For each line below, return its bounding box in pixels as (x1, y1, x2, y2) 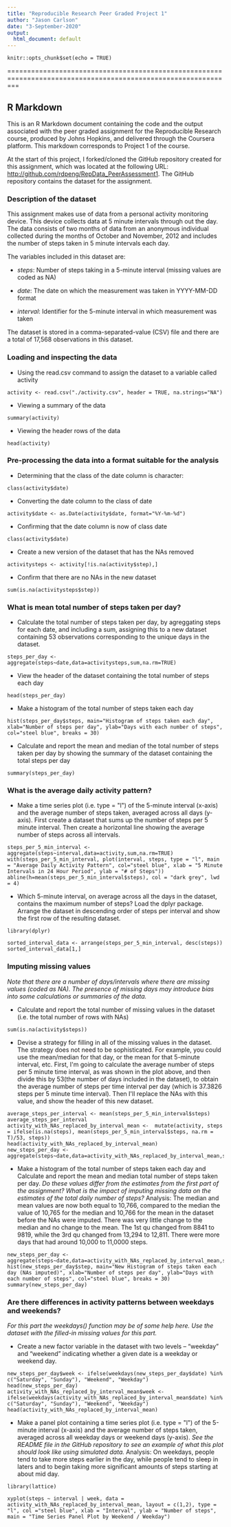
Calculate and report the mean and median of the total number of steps (16, 742, 219, 750)
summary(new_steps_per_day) (7, 1281, 88, 1288)
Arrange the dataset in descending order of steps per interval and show (16, 907, 221, 915)
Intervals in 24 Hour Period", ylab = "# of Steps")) (7, 868, 165, 875)
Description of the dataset (7, 194, 96, 203)
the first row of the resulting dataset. (16, 915, 121, 923)
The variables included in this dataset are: (7, 252, 126, 261)
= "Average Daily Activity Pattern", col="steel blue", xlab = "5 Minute (7, 862, 223, 869)
